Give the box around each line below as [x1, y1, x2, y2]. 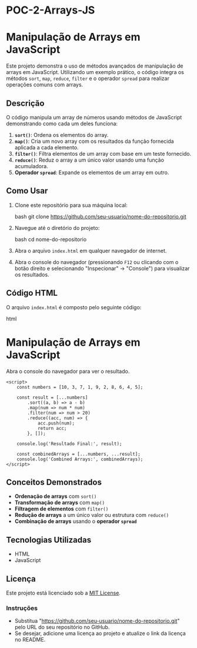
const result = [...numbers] [16, 395, 88, 400]
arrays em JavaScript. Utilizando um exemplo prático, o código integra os [6, 69, 184, 76]
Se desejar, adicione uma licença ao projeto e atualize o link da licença [14, 630, 186, 637]
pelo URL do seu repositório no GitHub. [14, 624, 110, 631]
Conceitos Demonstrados [6, 477, 102, 487]
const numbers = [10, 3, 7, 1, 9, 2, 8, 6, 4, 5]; [16, 384, 143, 390]
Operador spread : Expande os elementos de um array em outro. [14, 169, 169, 176]
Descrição [6, 98, 45, 108]
